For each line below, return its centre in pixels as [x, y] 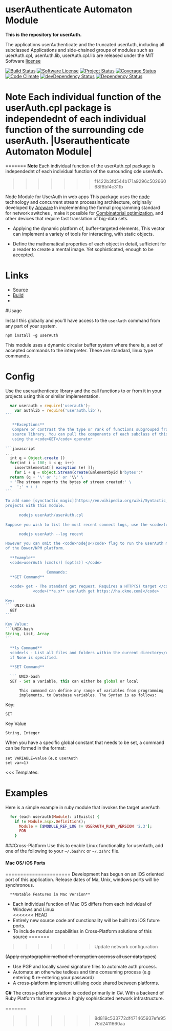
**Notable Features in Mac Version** [50, 894]
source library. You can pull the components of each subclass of [84, 434]
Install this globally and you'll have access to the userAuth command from [83, 320]
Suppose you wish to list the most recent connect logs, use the [76, 525]
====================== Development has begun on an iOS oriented [84, 874]
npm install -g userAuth [32, 335]
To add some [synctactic [32, 501]
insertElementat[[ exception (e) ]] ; [55, 468]
